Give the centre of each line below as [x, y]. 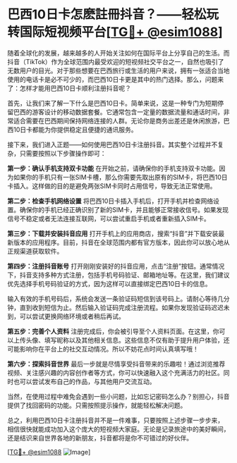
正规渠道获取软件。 [35, 251]
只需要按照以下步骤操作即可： [63, 153]
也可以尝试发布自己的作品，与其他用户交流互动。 [84, 381]
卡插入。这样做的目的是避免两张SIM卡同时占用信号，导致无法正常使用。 [112, 186]
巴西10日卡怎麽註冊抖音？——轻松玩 [113, 14]
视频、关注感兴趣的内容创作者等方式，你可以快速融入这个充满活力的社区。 [115, 372]
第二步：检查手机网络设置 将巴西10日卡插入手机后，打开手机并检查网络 [110, 201]
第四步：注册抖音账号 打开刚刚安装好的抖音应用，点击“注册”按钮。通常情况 [116, 266]
